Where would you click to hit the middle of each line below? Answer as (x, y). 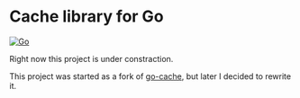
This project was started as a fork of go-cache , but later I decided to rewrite (150, 76)
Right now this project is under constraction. (91, 58)
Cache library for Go (86, 17)
